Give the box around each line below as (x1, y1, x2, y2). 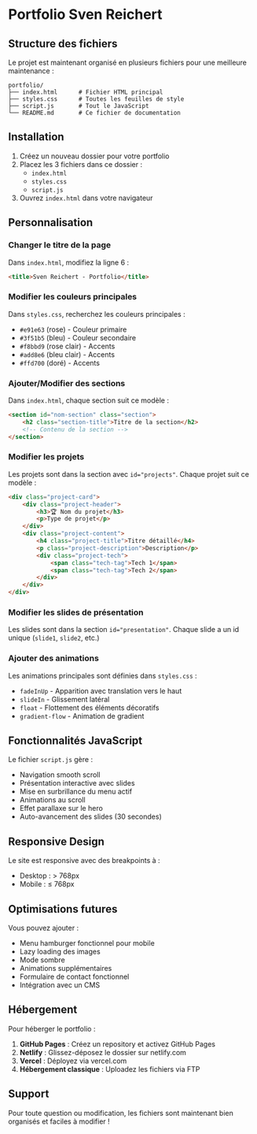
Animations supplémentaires (19, 964, 112, 973)
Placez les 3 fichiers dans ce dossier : (19, 159, 143, 169)
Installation (8, 130, 64, 143)
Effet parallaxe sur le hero (19, 804, 104, 813)
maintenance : (8, 66, 54, 76)
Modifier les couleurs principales (8, 292, 138, 303)
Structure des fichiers (8, 37, 118, 50)
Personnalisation (8, 216, 94, 229)
